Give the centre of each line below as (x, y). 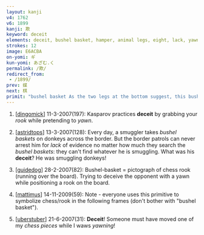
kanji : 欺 (18, 29)
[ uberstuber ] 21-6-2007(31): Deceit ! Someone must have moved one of (104, 219)
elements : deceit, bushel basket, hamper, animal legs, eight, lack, (96, 40)
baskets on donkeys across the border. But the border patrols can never (105, 138)
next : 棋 (17, 91)
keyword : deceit (27, 35)
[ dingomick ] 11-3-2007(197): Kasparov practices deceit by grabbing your (106, 114)
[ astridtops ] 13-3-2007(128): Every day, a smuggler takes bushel (96, 132)
